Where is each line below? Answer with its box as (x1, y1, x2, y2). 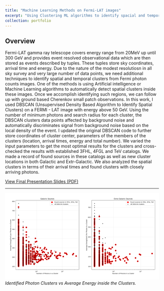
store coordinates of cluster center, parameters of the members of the (5, 133, 146, 139)
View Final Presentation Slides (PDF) (5, 179, 79, 185)
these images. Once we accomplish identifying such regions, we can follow (5, 91, 157, 97)
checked (5, 148, 23, 154)
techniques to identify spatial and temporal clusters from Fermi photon (5, 76, 147, 82)
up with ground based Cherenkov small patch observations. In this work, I (5, 97, 153, 103)
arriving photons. (5, 169, 40, 175)
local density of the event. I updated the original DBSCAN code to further (5, 127, 152, 134)
